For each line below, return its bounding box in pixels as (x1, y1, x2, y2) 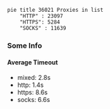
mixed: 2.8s (17, 74, 51, 82)
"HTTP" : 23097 (19, 12, 64, 19)
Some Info (7, 40, 43, 50)
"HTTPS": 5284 (19, 19, 60, 26)
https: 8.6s (17, 88, 48, 97)
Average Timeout (7, 58, 58, 66)
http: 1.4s (17, 81, 44, 90)
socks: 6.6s (17, 96, 51, 104)
